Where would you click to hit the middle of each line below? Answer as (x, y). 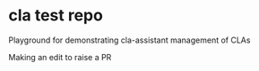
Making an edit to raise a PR (60, 57)
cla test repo (56, 16)
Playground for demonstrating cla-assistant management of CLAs (129, 40)
